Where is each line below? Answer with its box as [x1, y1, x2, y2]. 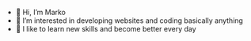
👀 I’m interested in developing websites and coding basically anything [15, 16, 244, 25]
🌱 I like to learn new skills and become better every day [15, 24, 196, 33]
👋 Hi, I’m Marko [15, 8, 66, 17]
